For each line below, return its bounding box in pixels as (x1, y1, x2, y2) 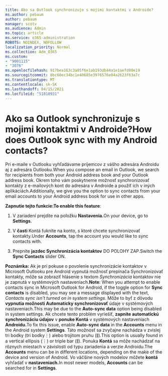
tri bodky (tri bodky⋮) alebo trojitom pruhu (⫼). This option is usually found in (5, 332, 163, 338)
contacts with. (12, 239, 42, 245)
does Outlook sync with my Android (5, 134, 157, 145)
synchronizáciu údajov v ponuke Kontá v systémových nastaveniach (5, 316, 149, 322)
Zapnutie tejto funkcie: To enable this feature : (5, 203, 101, 209)
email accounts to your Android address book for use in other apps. (5, 194, 145, 200)
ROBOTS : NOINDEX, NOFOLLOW (5, 40, 62, 45)
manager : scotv (5, 21, 37, 27)
